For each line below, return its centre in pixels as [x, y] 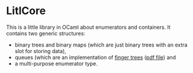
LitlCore [26, 11]
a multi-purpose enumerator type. [56, 64]
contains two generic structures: [46, 33]
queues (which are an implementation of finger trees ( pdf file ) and [95, 57]
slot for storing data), [40, 51]
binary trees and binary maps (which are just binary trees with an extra [101, 45]
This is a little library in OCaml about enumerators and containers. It [88, 27]
